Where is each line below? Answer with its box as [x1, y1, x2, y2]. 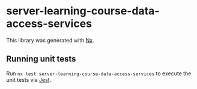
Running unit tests [6, 54, 76, 64]
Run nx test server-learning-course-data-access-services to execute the [6, 70, 192, 77]
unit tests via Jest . [6, 76, 52, 83]
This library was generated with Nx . [6, 36, 94, 44]
